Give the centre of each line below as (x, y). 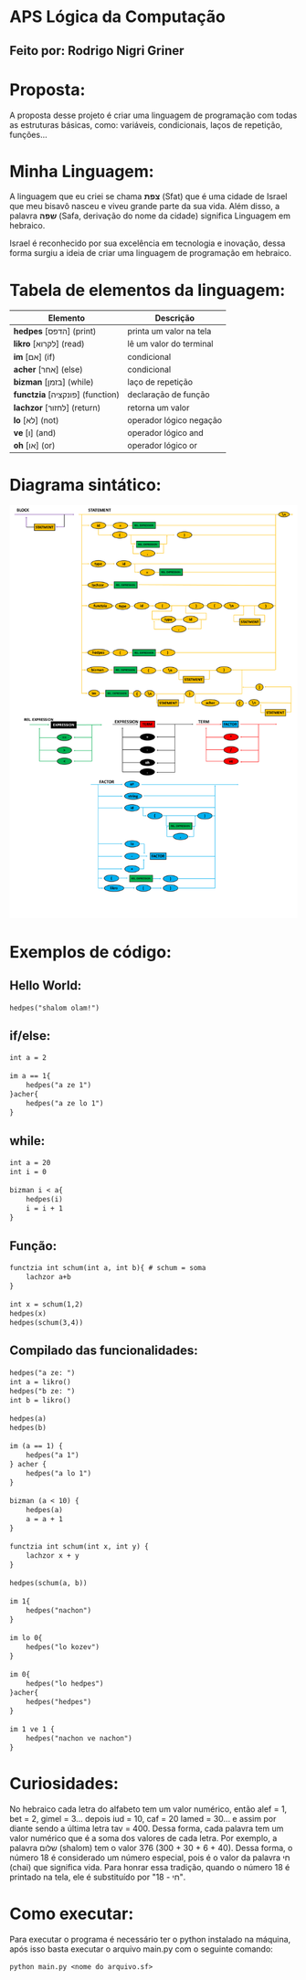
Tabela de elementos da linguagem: (148, 290)
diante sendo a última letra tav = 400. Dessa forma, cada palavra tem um (147, 1828)
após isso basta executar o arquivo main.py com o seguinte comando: (142, 1949)
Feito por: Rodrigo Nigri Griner (97, 51)
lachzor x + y (53, 1555)
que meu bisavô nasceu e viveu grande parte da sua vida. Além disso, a (145, 206)
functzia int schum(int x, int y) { (79, 1546)
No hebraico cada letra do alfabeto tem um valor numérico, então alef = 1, (148, 1809)
